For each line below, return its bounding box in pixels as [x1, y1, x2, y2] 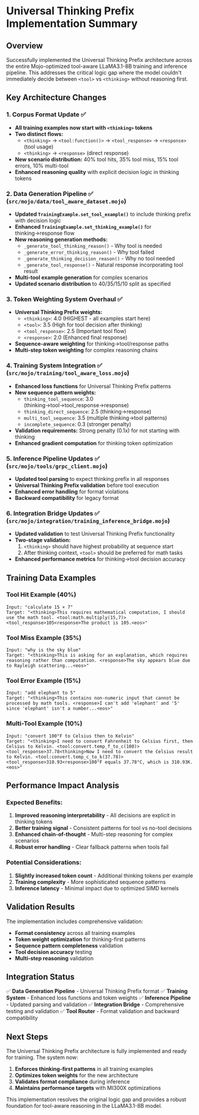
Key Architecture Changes [6, 92, 107, 103]
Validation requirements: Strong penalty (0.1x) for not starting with [14, 427, 180, 434]
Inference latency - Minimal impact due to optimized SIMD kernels [14, 884, 179, 892]
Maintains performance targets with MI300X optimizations [14, 1085, 161, 1092]
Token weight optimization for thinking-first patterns [14, 936, 146, 943]
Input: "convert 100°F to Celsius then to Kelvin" [6, 733, 135, 739]
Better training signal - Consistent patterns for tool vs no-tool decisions [14, 824, 192, 832]
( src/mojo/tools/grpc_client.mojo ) [6, 462, 108, 470]
